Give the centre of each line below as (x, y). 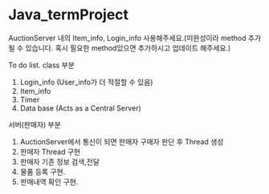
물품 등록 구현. (43, 172)
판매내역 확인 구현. (49, 181)
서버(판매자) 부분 (35, 124)
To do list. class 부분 (41, 65)
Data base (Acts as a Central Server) (81, 108)
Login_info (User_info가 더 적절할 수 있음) (86, 82)
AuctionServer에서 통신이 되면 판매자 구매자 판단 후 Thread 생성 (122, 141)
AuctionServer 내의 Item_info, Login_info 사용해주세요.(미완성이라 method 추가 (135, 38)
